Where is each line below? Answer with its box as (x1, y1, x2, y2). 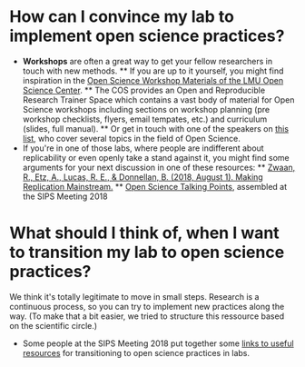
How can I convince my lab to (9, 6, 234, 27)
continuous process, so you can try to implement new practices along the (9, 301, 285, 312)
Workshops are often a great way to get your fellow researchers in (22, 55, 273, 66)
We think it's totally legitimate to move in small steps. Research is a (9, 291, 260, 302)
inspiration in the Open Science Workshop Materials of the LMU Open (22, 74, 284, 85)
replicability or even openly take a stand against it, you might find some (22, 152, 290, 163)
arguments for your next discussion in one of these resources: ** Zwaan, (22, 162, 296, 173)
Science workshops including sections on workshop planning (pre (22, 104, 271, 114)
